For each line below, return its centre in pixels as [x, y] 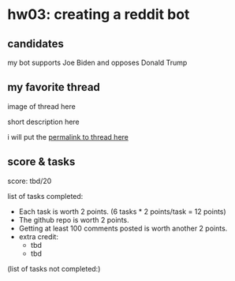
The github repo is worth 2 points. [74, 219]
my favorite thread [54, 87]
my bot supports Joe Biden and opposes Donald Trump [97, 62]
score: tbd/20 [30, 181]
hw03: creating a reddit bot [99, 15]
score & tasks [41, 162]
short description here [43, 122]
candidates [35, 44]
